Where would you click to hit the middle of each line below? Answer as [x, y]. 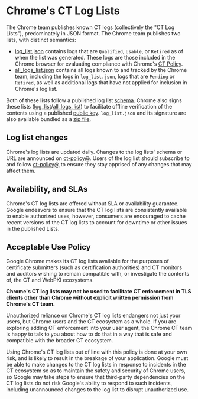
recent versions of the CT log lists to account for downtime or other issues [97, 222]
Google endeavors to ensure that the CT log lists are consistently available [97, 210]
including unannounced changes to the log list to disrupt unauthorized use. [98, 390]
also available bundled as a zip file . [49, 119]
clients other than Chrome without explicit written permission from [90, 298]
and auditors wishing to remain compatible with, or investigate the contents [98, 274]
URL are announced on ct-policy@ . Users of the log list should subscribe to [98, 158]
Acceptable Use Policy [48, 247]
